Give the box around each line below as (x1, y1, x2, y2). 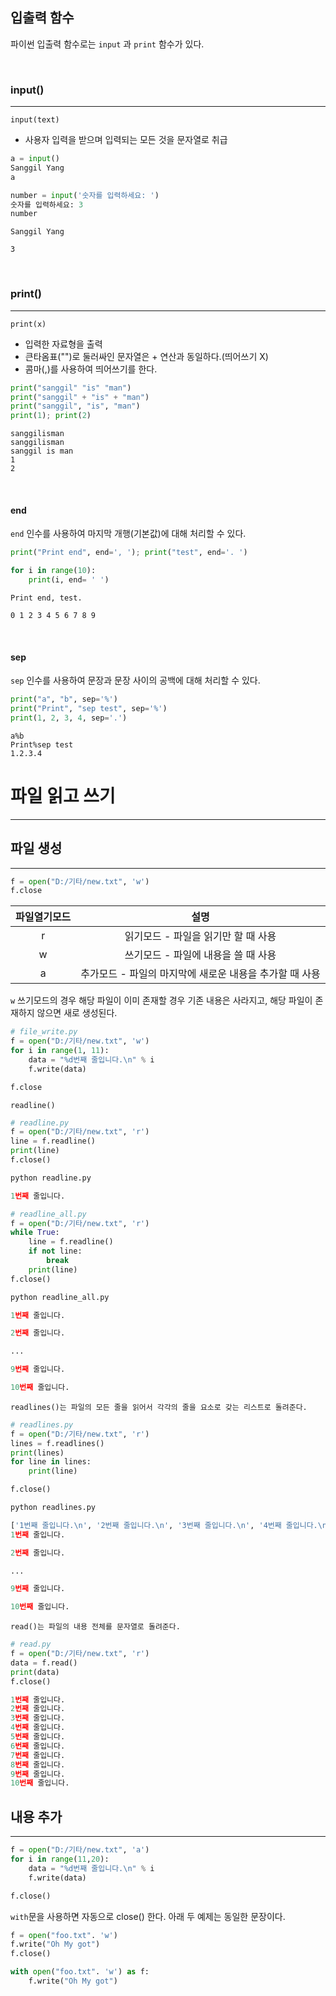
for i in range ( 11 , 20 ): (10, 1854, 110, 1864)
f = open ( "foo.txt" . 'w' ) (10, 1930, 118, 1940)
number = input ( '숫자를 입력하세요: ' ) (10, 190, 160, 200)
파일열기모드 (15, 910, 72, 924)
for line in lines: (10, 1457, 92, 1467)
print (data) (10, 1667, 60, 1677)
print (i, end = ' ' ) (28, 575, 110, 585)
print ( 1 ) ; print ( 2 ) (10, 411, 92, 421)
